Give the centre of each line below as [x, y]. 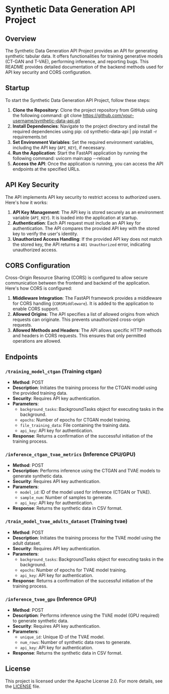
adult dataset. [27, 543]
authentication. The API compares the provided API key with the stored [86, 228]
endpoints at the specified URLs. [46, 169]
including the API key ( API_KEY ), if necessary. [59, 147]
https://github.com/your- [108, 115]
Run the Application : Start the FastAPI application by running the [80, 153]
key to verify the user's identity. [45, 234]
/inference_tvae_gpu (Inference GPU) [51, 599]
